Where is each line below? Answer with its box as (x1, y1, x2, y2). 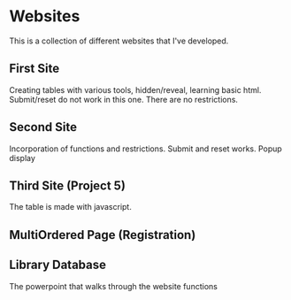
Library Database (9, 258, 107, 273)
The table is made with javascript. (9, 202, 133, 212)
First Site (9, 61, 60, 76)
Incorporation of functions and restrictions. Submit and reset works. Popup (9, 143, 283, 154)
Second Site (9, 119, 78, 135)
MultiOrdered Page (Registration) (9, 227, 196, 242)
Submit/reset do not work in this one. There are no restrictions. (9, 94, 239, 104)
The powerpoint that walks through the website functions (9, 281, 218, 291)
